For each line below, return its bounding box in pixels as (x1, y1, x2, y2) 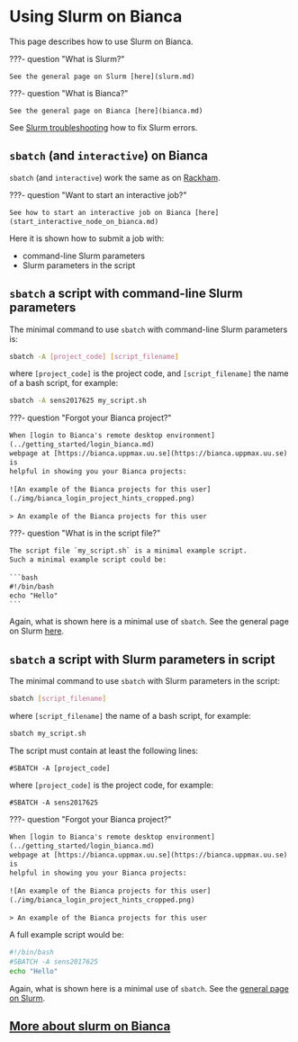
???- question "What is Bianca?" (9, 87, 129, 98)
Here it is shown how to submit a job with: (9, 232, 165, 244)
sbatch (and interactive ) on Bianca (9, 148, 209, 164)
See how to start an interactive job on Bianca (9, 208, 192, 217)
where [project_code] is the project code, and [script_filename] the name (9, 368, 289, 379)
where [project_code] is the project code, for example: (9, 779, 214, 790)
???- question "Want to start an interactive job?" (9, 189, 187, 200)
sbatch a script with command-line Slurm (9, 286, 243, 301)
